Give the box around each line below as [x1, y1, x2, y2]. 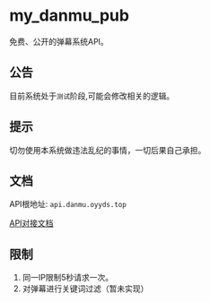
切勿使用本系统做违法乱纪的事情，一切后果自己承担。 [9, 144, 206, 155]
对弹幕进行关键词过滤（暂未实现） [22, 283, 149, 294]
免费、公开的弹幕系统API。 [9, 36, 109, 47]
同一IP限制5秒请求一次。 [22, 272, 114, 283]
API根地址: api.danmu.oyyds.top [9, 199, 127, 210]
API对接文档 [9, 218, 54, 229]
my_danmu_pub [9, 5, 130, 26]
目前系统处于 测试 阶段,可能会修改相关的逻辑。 [9, 91, 175, 101]
